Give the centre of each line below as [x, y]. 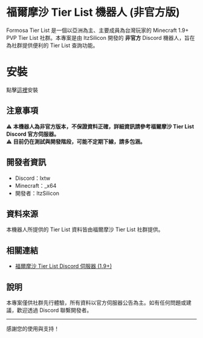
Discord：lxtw [33, 178]
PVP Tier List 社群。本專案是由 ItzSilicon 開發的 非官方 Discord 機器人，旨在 [101, 37]
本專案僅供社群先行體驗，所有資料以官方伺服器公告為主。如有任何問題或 [96, 302]
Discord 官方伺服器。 [33, 134]
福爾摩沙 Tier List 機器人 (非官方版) [93, 12]
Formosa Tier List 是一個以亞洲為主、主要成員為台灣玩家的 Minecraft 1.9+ [98, 30]
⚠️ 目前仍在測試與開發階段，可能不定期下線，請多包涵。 [76, 141]
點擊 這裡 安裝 [22, 90]
